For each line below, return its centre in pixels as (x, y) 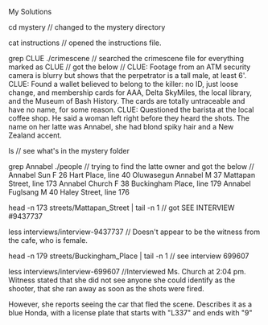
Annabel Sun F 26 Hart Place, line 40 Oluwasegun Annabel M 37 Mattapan (132, 175)
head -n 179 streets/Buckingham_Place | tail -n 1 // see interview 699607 (129, 256)
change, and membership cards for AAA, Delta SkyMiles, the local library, (130, 93)
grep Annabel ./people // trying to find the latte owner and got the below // (132, 167)
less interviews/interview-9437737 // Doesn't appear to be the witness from (134, 232)
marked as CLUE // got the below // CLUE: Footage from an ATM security (130, 67)
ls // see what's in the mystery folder (69, 151)
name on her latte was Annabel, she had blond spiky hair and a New (121, 127)
